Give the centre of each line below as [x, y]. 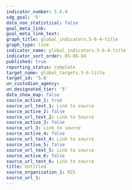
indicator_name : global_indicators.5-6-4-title [66, 51]
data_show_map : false [33, 95]
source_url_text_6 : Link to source [50, 161]
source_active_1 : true [34, 100]
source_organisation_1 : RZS [41, 172]
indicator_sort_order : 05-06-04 [46, 56]
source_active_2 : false [36, 111]
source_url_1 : [24, 178]
